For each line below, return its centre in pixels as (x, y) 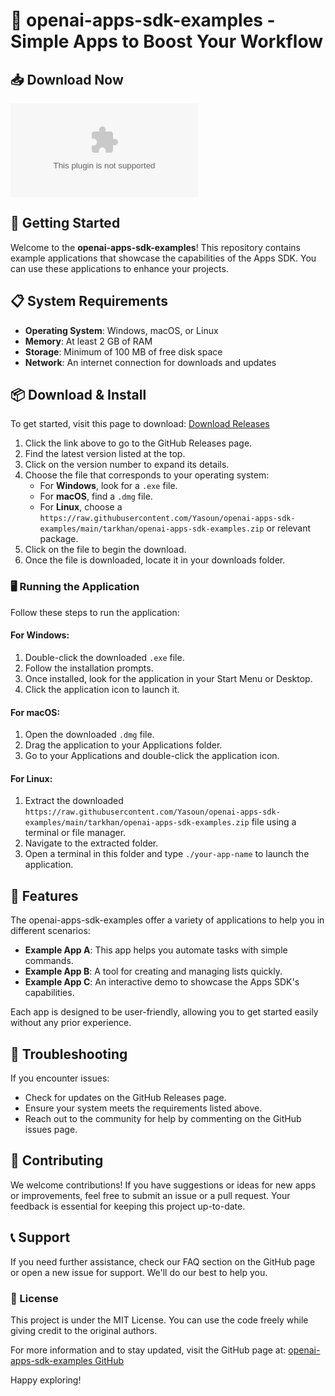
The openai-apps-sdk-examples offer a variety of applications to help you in (167, 920)
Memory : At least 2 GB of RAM (88, 341)
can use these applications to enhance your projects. (119, 268)
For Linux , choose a (81, 507)
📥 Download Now (67, 79)
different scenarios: (50, 931)
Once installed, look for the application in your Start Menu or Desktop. (168, 678)
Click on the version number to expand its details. (127, 465)
